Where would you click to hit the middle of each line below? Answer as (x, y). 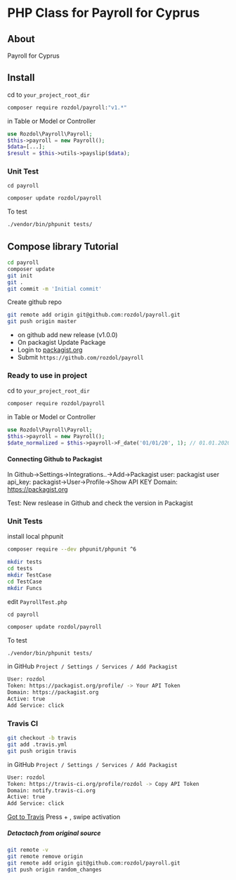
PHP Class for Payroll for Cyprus (104, 13)
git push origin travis (42, 751)
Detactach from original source (54, 833)
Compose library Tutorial (63, 246)
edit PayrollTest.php (38, 601)
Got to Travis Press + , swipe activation (64, 817)
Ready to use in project (47, 376)
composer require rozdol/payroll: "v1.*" (67, 107)
